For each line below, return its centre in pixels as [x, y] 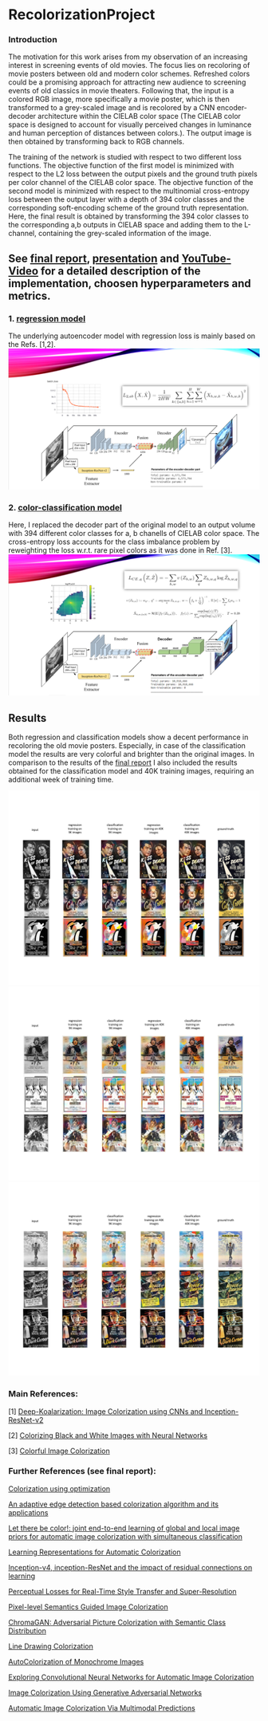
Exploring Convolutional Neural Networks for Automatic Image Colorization [131, 1677]
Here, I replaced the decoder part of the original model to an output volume [132, 525]
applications [28, 1512]
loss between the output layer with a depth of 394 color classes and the [126, 199]
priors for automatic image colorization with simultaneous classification [126, 1536]
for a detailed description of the [120, 271]
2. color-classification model [65, 508]
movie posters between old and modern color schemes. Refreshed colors [129, 74]
